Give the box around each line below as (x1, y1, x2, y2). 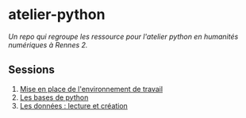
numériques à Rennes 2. (8, 40, 88, 49)
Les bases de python (19, 93, 89, 102)
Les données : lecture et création (19, 101, 129, 110)
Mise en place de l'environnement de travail (19, 84, 163, 93)
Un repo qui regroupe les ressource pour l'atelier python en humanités (8, 32, 239, 41)
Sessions (8, 63, 56, 77)
